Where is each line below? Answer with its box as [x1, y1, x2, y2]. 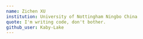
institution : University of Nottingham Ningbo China [6, 14, 138, 19]
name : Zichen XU [6, 8, 46, 14]
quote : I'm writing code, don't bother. [6, 19, 107, 25]
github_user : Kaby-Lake [6, 24, 64, 30]
